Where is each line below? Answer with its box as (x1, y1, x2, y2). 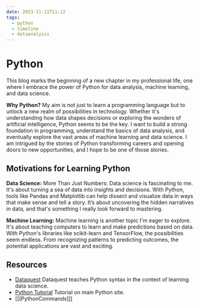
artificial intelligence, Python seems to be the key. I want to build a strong (6, 121, 187, 128)
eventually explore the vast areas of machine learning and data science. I (6, 134, 187, 141)
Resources (6, 260, 47, 270)
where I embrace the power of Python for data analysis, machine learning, (6, 84, 190, 91)
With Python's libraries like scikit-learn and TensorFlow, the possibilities (6, 229, 184, 236)
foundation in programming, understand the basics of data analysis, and (6, 127, 185, 134)
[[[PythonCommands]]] (14, 295, 73, 302)
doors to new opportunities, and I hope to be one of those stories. (6, 146, 169, 153)
